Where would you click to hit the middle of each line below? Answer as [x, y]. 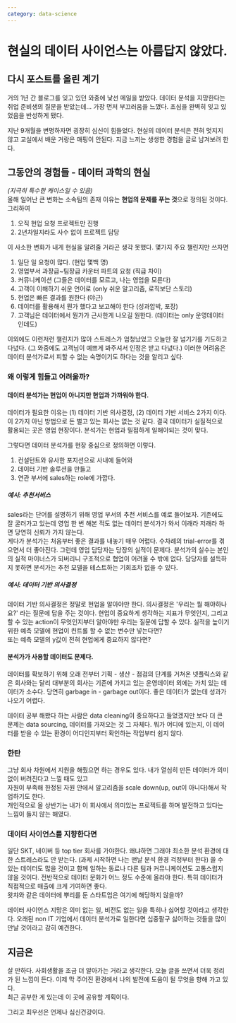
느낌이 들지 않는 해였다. [39, 814]
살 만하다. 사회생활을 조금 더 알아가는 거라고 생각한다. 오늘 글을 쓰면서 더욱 [110, 971]
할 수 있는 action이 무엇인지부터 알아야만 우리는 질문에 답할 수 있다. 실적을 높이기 [118, 621]
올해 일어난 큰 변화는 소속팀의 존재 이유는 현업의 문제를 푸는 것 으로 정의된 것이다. [118, 199]
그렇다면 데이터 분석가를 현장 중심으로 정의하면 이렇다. [82, 445]
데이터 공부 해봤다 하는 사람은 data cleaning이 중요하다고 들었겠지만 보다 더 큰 [115, 715]
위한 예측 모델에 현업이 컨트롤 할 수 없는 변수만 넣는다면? [85, 631]
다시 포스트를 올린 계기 [54, 80]
